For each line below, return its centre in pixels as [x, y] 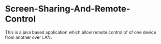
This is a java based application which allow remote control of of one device [80, 32]
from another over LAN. [29, 37]
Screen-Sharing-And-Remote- [68, 9]
